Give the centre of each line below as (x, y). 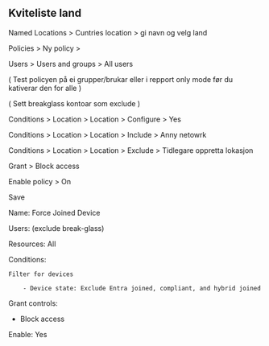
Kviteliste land (45, 13)
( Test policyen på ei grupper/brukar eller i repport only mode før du (121, 79)
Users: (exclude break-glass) (56, 228)
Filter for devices (41, 274)
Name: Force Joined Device (54, 212)
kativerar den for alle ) (45, 88)
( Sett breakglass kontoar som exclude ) (74, 103)
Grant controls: (33, 303)
